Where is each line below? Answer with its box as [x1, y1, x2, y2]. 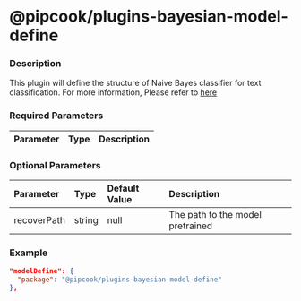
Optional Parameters [9, 159, 101, 171]
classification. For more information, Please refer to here [9, 87, 218, 98]
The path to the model [168, 209, 262, 221]
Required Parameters [9, 109, 104, 122]
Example [9, 246, 48, 259]
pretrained [168, 219, 213, 232]
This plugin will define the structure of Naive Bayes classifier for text [9, 78, 262, 89]
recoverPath [13, 214, 65, 227]
